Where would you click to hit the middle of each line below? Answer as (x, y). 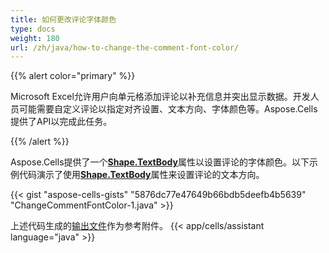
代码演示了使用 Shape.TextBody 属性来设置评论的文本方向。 (141, 175)
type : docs (33, 29)
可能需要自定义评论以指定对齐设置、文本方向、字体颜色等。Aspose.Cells (168, 109)
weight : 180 (35, 38)
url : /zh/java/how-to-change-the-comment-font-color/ (125, 47)
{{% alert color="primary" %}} (73, 76)
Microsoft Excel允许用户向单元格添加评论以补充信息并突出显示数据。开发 (160, 97)
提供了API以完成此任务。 (61, 122)
